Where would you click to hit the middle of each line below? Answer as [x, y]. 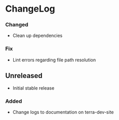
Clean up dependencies [37, 35]
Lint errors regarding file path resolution [54, 60]
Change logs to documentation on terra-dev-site [63, 112]
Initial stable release [33, 88]
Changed [17, 25]
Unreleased [24, 76]
